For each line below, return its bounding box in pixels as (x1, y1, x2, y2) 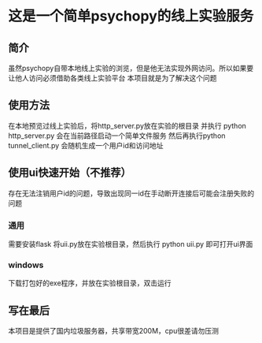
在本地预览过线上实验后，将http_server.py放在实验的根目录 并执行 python (8, 121, 246, 130)
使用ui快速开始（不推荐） (8, 166, 131, 180)
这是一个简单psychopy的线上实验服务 (8, 7, 254, 25)
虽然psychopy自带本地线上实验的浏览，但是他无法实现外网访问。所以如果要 (8, 64, 254, 73)
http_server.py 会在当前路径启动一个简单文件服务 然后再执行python (8, 131, 226, 140)
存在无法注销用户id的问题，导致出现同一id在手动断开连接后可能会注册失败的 (8, 188, 254, 198)
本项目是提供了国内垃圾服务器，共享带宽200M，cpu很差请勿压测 (8, 326, 219, 336)
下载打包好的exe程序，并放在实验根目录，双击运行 (8, 278, 172, 288)
